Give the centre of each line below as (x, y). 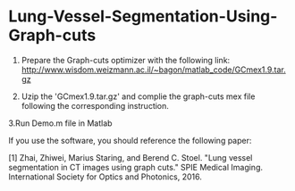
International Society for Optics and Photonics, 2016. (105, 177)
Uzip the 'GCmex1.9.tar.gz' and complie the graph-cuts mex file (138, 96)
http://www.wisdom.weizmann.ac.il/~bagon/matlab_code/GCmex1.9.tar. (154, 70)
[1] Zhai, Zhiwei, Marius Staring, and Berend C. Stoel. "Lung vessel (131, 157)
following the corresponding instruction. (95, 105)
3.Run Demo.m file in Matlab (60, 123)
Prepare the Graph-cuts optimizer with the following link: (126, 60)
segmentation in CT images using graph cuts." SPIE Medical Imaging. (136, 167)
